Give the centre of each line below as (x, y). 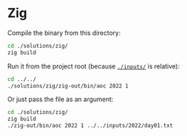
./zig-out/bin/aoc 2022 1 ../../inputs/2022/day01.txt (90, 126)
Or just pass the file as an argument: (60, 99)
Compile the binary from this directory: (64, 33)
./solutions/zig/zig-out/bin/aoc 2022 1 (68, 86)
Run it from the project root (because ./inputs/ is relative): (93, 66)
